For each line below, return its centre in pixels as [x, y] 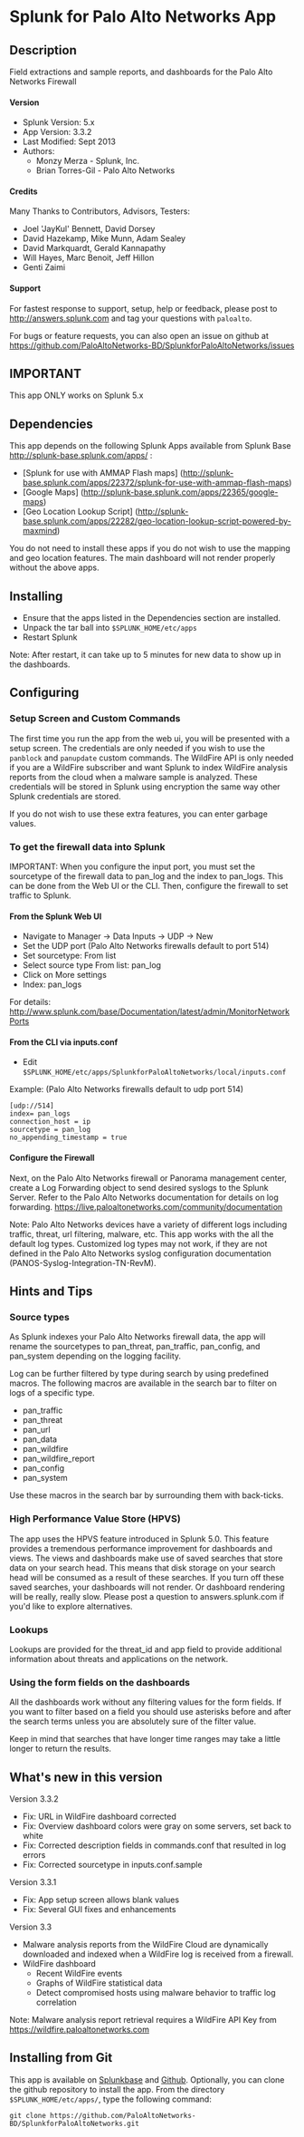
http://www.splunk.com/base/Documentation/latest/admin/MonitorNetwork [150, 1011]
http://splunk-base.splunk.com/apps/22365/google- [180, 492]
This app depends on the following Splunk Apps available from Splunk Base [150, 446]
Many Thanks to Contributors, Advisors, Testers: [100, 211]
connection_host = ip [50, 1122]
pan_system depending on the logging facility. [95, 1356]
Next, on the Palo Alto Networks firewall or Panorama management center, [148, 1178]
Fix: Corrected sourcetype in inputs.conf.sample [112, 1865]
